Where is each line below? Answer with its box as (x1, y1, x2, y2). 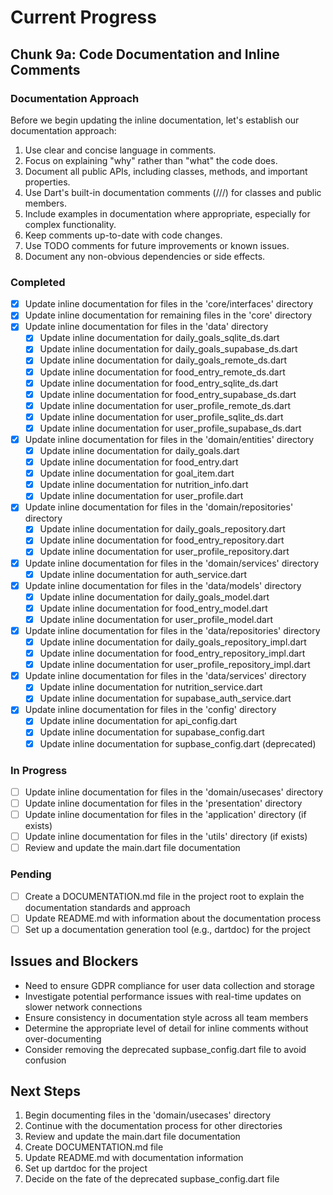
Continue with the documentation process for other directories (24, 1120, 283, 1132)
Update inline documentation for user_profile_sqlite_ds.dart (39, 411, 284, 423)
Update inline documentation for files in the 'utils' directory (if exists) (24, 831, 308, 843)
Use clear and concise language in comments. (24, 144, 217, 156)
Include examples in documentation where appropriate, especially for (24, 207, 311, 220)
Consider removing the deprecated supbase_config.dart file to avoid (24, 1043, 307, 1055)
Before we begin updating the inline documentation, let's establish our (10, 114, 300, 126)
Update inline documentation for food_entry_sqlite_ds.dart (39, 377, 279, 389)
